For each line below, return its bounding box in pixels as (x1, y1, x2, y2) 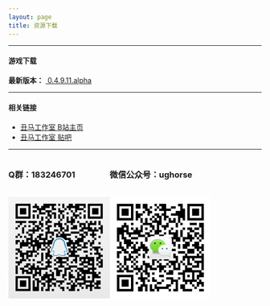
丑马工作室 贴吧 (19, 132, 72, 142)
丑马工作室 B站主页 (19, 122, 84, 132)
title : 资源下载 (8, 21, 58, 30)
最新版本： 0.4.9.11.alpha (8, 75, 92, 85)
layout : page (8, 13, 52, 21)
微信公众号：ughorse (109, 169, 193, 180)
